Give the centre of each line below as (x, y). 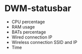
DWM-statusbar (38, 8)
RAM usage (23, 27)
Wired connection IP (32, 37)
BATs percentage (29, 32)
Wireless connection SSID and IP (44, 42)
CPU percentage (28, 22)
